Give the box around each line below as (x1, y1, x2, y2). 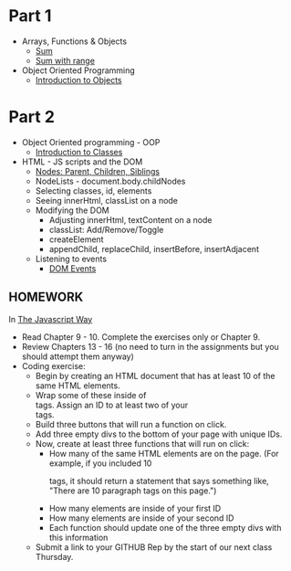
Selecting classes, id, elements (35, 185, 152, 196)
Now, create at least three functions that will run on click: (35, 438, 250, 449)
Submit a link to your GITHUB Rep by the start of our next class (35, 541, 273, 553)
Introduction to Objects (35, 74, 122, 85)
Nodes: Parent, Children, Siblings (35, 165, 161, 176)
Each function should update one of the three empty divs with (48, 522, 282, 533)
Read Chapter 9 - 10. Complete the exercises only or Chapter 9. (21, 331, 261, 343)
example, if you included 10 (48, 458, 152, 469)
